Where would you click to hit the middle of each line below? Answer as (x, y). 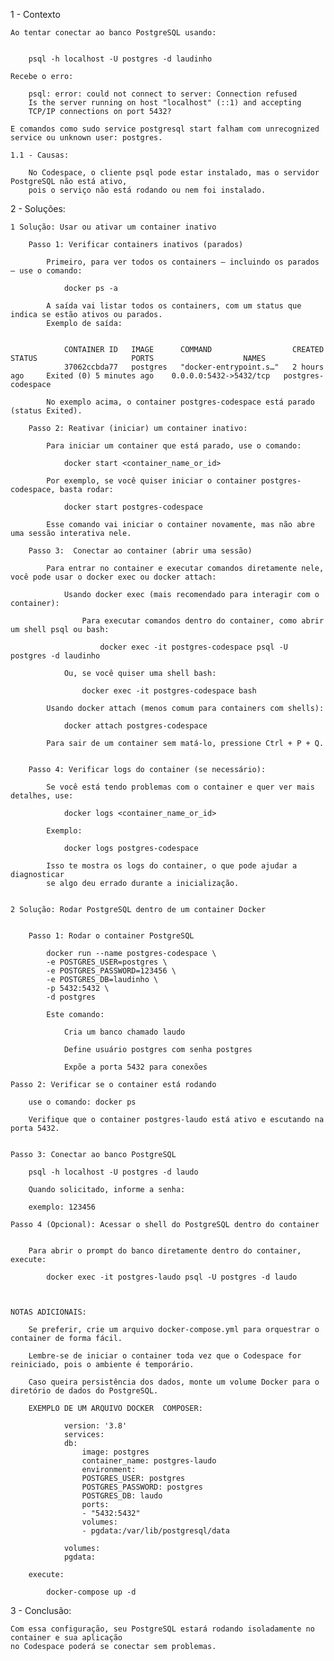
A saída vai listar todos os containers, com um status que (174, 306)
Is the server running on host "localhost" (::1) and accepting (165, 103)
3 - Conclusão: (41, 1610)
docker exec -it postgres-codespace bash (169, 691)
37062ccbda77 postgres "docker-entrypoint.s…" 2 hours (194, 367)
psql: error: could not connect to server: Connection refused (163, 94)
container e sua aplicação (66, 1638)
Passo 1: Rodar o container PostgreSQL (111, 936)
